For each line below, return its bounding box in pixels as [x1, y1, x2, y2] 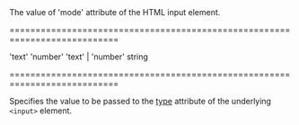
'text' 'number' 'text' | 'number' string [9, 51, 148, 62]
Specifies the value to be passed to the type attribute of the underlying [9, 96, 272, 106]
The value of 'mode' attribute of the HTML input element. [9, 7, 221, 17]
